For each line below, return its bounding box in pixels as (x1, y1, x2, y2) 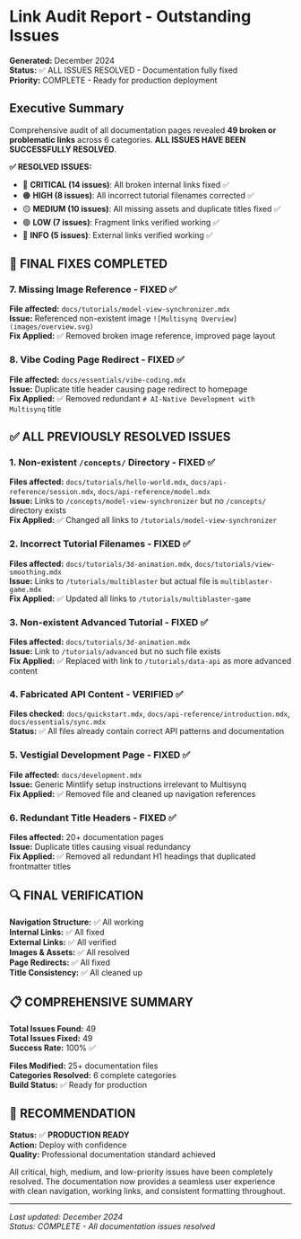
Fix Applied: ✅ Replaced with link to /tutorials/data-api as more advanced (9, 656, 292, 667)
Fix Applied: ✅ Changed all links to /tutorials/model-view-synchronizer (9, 515, 278, 526)
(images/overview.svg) (9, 323, 94, 332)
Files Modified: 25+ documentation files (9, 1060, 159, 1071)
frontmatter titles (9, 861, 72, 872)
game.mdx (9, 585, 42, 594)
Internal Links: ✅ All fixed (9, 926, 105, 937)
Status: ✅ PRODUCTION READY (9, 1129, 130, 1140)
